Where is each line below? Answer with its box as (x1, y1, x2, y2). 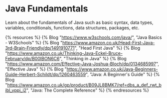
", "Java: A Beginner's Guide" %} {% (85, 71, 161, 77)
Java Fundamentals (5, 3, 88, 14)
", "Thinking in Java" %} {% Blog (59, 55, 127, 61)
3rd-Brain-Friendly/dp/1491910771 (5, 45, 75, 51)
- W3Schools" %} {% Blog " (5, 39, 63, 45)
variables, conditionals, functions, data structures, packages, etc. (5, 24, 140, 30)
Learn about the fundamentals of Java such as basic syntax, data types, (5, 19, 154, 25)
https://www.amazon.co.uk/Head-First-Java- (62, 39, 155, 45)
